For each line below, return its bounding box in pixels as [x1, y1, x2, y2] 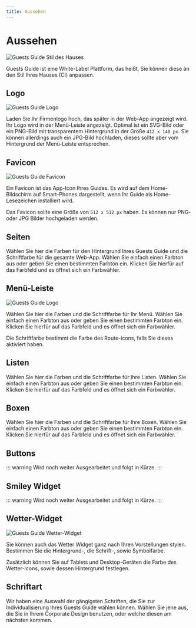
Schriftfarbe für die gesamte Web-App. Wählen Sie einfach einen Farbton [6, 254, 184, 261]
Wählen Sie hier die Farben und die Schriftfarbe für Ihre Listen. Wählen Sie [6, 373, 187, 380]
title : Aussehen [6, 8, 46, 15]
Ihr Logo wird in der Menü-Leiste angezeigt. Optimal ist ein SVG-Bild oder [6, 121, 184, 129]
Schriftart [6, 582, 42, 592]
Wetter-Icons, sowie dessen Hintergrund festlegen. [6, 564, 130, 572]
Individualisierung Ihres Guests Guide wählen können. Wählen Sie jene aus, [6, 604, 188, 611]
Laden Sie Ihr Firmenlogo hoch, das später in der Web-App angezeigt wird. [6, 116, 188, 123]
